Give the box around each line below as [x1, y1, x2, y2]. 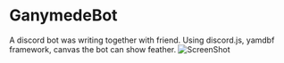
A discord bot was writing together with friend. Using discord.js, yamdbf [9, 35, 275, 45]
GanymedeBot [9, 5, 118, 26]
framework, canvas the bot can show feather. [9, 43, 177, 54]
